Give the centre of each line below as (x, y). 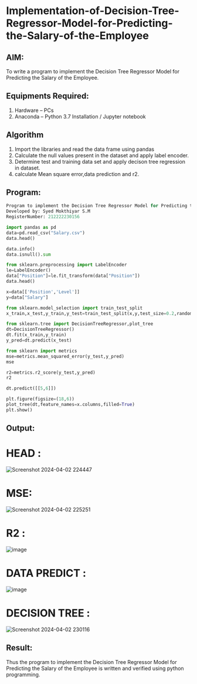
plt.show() (19, 410)
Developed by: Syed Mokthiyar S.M (48, 211)
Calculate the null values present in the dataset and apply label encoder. (102, 155)
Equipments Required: (47, 96)
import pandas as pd (31, 228)
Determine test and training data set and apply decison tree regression (100, 161)
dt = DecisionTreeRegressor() (40, 330)
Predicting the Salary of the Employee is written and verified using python (95, 668)
